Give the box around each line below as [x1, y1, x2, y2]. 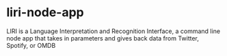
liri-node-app [6, 5, 84, 20]
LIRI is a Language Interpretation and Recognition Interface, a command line [6, 27, 220, 35]
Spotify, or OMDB [6, 41, 56, 49]
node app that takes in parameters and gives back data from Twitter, [6, 34, 200, 42]
